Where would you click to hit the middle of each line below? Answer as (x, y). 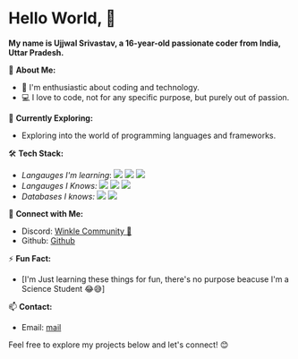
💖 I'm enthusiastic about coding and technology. (111, 87)
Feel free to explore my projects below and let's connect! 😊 (119, 345)
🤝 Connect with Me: (46, 213)
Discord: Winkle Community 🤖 (77, 231)
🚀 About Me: (32, 70)
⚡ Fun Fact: (30, 258)
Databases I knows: (58, 196)
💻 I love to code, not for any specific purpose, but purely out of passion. (155, 97)
